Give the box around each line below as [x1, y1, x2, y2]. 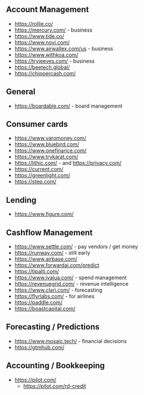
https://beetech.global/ [14, 64, 70, 71]
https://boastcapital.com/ [14, 305, 76, 312]
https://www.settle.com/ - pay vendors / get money [14, 243, 138, 250]
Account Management [6, 5, 89, 15]
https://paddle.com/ [14, 299, 63, 306]
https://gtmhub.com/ [14, 344, 65, 351]
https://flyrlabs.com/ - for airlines [14, 293, 95, 300]
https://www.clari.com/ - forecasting [14, 286, 103, 294]
